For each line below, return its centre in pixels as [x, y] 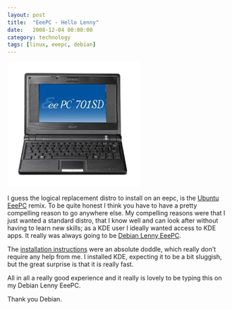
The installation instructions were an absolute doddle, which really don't [112, 249]
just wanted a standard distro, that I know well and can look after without [113, 221]
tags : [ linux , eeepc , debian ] [52, 45]
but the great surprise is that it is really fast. [71, 264]
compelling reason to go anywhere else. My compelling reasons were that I [116, 213]
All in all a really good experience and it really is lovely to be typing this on [115, 278]
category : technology [39, 37]
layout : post [26, 15]
